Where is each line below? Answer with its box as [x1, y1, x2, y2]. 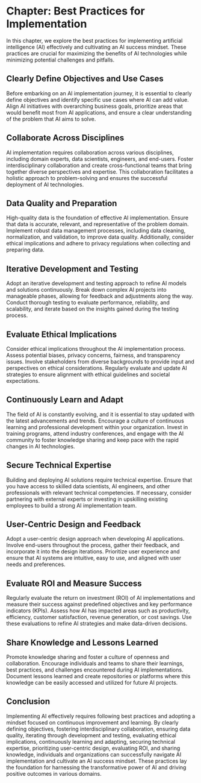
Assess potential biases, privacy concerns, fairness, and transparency [6, 351, 181, 359]
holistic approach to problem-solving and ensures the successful [6, 174, 167, 181]
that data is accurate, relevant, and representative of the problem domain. [6, 221, 189, 228]
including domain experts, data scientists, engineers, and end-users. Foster [6, 155, 194, 162]
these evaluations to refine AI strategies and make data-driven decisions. [6, 620, 188, 627]
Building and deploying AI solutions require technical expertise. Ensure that [6, 476, 193, 483]
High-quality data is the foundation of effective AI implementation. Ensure [6, 214, 188, 221]
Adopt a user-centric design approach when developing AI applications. [6, 535, 185, 542]
